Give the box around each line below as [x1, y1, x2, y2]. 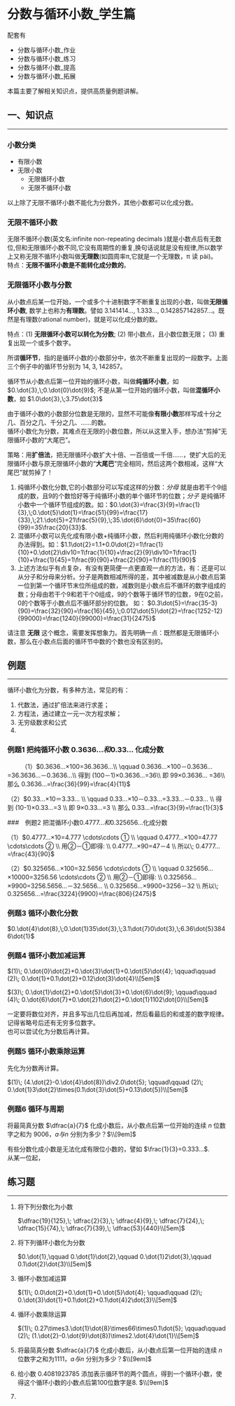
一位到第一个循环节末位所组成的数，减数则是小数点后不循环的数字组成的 [17, 581, 226, 590]
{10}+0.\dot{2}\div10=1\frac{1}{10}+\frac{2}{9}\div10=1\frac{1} [17, 548, 197, 556]
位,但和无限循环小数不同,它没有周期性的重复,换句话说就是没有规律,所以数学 [7, 243, 223, 252]
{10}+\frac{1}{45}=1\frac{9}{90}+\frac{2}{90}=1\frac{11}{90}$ [17, 555, 197, 564]
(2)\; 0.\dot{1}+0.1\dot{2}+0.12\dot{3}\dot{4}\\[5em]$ [7, 974, 160, 983]
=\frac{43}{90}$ [7, 849, 55, 858]
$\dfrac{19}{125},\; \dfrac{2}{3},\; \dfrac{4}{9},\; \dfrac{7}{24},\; [17, 1216, 205, 1225]
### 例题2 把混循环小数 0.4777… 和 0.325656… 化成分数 [7, 818, 168, 826]
